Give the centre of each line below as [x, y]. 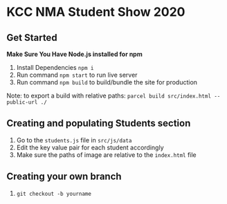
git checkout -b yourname [54, 194]
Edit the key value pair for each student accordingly [90, 147]
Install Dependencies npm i [55, 67]
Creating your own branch [64, 177]
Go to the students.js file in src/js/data [74, 140]
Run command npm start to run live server [77, 75]
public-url [22, 102]
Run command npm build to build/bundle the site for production [107, 82]
